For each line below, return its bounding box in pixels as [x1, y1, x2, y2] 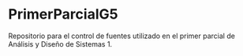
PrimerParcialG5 [8, 5, 118, 23]
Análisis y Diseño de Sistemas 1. [8, 39, 113, 48]
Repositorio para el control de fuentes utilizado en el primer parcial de [8, 31, 235, 40]
